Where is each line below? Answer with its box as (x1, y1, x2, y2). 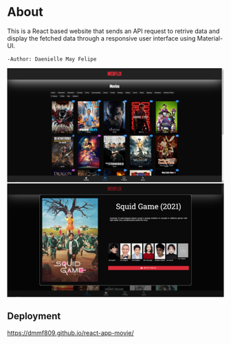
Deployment (7, 310, 61, 322)
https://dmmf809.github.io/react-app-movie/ (7, 328, 134, 337)
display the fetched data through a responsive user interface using (7, 34, 196, 42)
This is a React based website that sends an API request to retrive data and (7, 27, 220, 35)
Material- (197, 34, 223, 42)
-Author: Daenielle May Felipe (7, 56, 97, 63)
